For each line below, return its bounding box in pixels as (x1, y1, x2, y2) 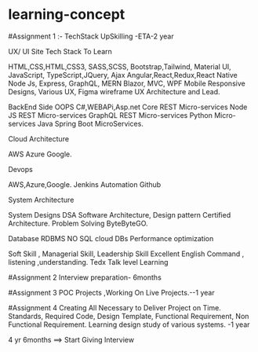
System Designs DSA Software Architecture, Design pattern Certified (8, 210, 231, 219)
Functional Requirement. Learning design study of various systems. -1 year (8, 320, 250, 329)
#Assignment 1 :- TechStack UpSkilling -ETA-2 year (8, 31, 174, 41)
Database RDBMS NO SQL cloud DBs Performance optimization (8, 233, 214, 243)
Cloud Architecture (8, 134, 69, 143)
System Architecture (8, 195, 74, 204)
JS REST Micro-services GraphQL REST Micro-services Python (8, 110, 213, 119)
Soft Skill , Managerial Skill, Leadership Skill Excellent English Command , (8, 249, 245, 258)
